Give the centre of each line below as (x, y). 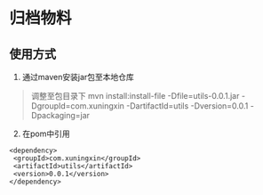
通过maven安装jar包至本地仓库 (78, 77)
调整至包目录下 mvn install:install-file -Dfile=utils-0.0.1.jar (135, 96)
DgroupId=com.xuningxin (77, 106)
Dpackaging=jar (60, 115)
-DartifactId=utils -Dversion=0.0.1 (187, 106)
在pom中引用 (46, 134)
